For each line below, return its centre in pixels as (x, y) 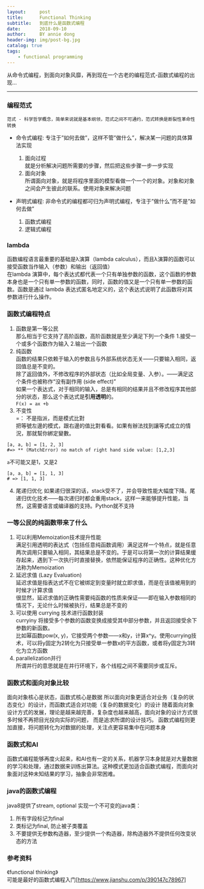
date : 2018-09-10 (37, 29)
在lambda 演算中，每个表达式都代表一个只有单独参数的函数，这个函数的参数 (102, 274)
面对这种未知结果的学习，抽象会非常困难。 (65, 774)
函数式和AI (23, 744)
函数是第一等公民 (37, 328)
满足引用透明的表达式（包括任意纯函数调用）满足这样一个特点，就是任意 (106, 544)
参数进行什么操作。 (31, 297)
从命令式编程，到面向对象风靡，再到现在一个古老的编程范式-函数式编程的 (98, 75)
